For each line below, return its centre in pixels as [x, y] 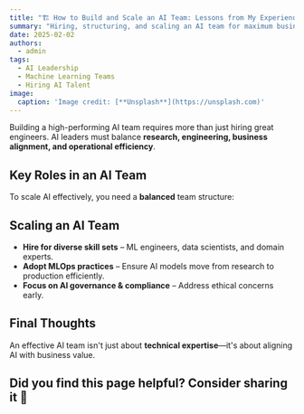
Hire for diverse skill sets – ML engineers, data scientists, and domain [153, 247]
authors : [26, 43]
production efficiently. [63, 276]
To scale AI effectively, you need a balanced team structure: [122, 197]
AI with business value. [52, 354]
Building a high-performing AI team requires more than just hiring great [142, 127]
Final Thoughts [53, 323]
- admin [32, 52]
